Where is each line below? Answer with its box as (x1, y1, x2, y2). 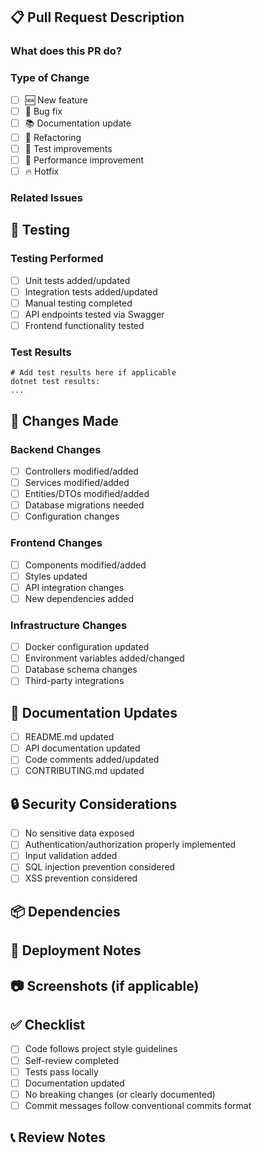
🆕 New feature (24, 94, 88, 106)
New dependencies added (24, 592, 134, 604)
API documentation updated (24, 742, 141, 754)
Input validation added (24, 850, 118, 862)
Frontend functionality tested (24, 319, 145, 331)
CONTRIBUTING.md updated (24, 765, 145, 777)
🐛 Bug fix (24, 105, 63, 117)
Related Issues (10, 190, 83, 204)
